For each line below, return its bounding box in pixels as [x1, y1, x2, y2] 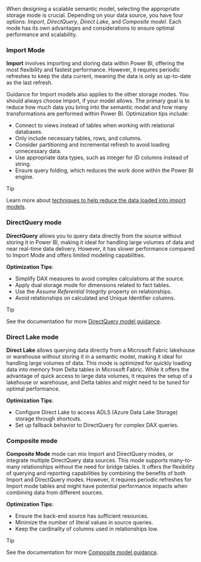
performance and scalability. [6, 31, 77, 38]
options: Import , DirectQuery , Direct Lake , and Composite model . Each [6, 18, 182, 25]
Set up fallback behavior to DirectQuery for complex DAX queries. [14, 421, 179, 429]
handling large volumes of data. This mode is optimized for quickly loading [6, 359, 192, 366]
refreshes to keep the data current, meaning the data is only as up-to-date [6, 73, 191, 80]
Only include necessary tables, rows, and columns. [14, 134, 142, 142]
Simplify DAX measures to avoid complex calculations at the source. [14, 275, 185, 282]
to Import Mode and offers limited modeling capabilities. [6, 251, 146, 259]
